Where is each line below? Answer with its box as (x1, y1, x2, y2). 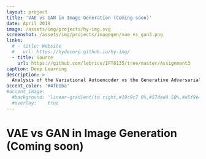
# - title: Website (12, 43, 62, 50)
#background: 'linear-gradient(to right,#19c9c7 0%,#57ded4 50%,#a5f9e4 (12, 94, 202, 100)
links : (6, 37, 23, 43)
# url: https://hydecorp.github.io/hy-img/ (12, 49, 131, 55)
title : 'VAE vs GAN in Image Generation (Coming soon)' (6, 15, 152, 21)
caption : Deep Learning (6, 65, 67, 72)
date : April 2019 (6, 20, 51, 26)
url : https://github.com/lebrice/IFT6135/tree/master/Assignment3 (17, 60, 191, 66)
